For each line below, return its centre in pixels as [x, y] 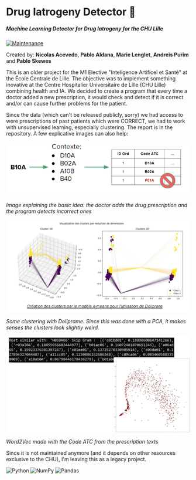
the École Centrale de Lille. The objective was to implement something [91, 79]
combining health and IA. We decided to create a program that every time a [97, 91]
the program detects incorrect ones [49, 211]
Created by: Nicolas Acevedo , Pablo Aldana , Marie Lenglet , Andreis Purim [97, 55]
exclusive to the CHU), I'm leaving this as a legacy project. [76, 459]
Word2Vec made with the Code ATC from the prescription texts [82, 441]
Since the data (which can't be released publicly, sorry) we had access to [94, 115]
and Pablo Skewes [29, 61]
